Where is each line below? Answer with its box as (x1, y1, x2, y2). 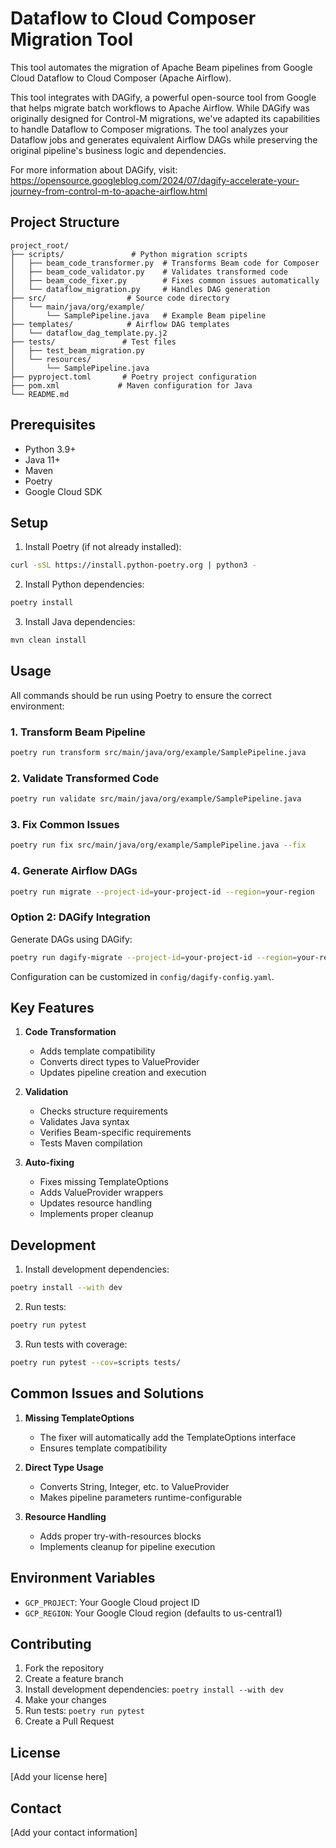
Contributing (10, 1635, 92, 1652)
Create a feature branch (24, 1673, 124, 1685)
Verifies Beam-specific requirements (39, 1127, 192, 1139)
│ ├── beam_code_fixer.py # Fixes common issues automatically (10, 275, 320, 286)
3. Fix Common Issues (10, 818, 120, 832)
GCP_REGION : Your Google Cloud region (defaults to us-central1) (24, 1607, 283, 1619)
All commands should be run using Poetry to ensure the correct (10, 689, 272, 701)
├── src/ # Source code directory (10, 293, 230, 303)
